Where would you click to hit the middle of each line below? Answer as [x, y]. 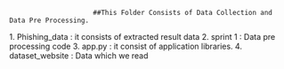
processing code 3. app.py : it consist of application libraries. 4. [126, 46]
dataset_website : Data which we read [79, 56]
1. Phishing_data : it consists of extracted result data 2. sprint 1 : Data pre [142, 37]
